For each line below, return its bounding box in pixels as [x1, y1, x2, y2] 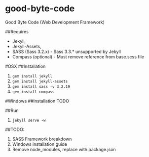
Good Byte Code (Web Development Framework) [5, 19, 105, 25]
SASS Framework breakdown [12, 136, 72, 142]
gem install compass [12, 89, 55, 94]
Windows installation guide [12, 141, 68, 147]
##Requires [5, 28, 29, 34]
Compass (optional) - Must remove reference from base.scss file [12, 53, 145, 59]
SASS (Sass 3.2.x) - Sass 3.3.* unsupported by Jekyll [12, 49, 121, 54]
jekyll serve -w [12, 118, 46, 123]
